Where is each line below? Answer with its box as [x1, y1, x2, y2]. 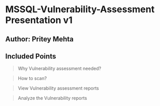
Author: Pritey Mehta [5, 35, 74, 43]
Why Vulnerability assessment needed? [17, 65, 101, 72]
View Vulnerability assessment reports [17, 85, 99, 91]
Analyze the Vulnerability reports [17, 95, 87, 101]
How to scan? [17, 75, 47, 82]
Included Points [5, 52, 56, 61]
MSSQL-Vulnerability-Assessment [5, 4, 155, 15]
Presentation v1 [5, 14, 73, 26]
